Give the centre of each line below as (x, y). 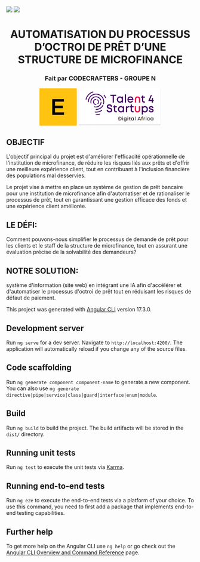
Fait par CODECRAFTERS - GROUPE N (100, 79)
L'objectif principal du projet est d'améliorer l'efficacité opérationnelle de (96, 157)
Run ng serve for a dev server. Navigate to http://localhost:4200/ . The (95, 342)
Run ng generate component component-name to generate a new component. (99, 382)
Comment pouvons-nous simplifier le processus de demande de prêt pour (98, 239)
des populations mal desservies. (46, 175)
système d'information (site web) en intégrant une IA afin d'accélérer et (94, 285)
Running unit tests (41, 453)
